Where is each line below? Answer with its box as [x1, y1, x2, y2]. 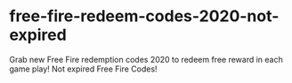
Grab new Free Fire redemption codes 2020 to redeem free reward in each [9, 54, 283, 64]
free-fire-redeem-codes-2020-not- [9, 6, 280, 26]
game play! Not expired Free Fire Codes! [9, 64, 158, 74]
